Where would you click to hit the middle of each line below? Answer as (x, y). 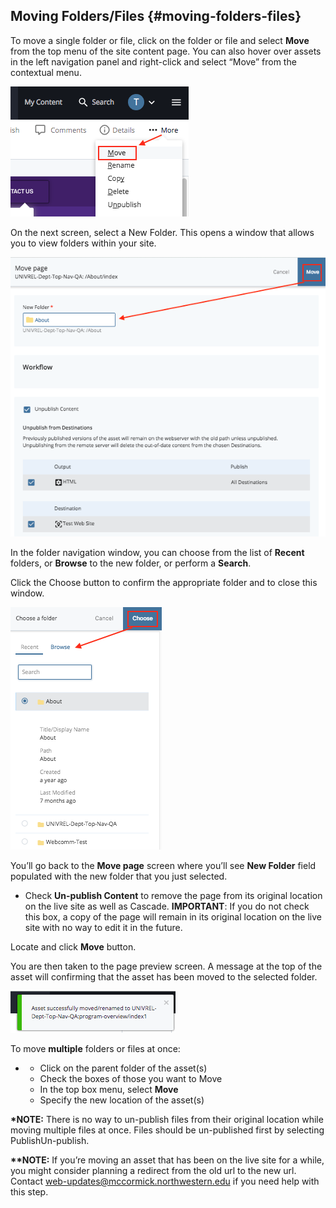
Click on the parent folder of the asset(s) (123, 1068)
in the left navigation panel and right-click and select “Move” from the (153, 61)
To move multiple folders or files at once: (95, 1049)
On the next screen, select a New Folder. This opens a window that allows (162, 232)
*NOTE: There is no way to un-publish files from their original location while (167, 1120)
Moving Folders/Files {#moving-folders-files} (156, 16)
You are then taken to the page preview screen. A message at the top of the (166, 966)
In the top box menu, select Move (109, 1090)
